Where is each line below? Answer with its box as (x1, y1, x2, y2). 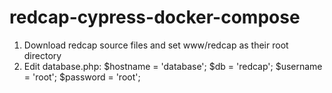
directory (23, 49, 62, 61)
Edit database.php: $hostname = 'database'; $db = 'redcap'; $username (23, 60, 323, 72)
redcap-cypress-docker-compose (9, 6, 301, 29)
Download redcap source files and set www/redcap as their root (23, 39, 289, 51)
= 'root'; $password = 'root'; (23, 71, 141, 83)
